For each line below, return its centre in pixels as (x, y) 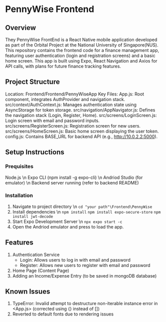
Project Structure (32, 82)
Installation (19, 195)
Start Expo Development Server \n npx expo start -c (67, 221)
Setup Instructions (35, 152)
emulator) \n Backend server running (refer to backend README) (72, 182)
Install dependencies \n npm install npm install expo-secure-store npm (86, 211)
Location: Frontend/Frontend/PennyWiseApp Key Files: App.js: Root (75, 94)
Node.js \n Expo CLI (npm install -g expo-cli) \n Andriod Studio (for (74, 177)
